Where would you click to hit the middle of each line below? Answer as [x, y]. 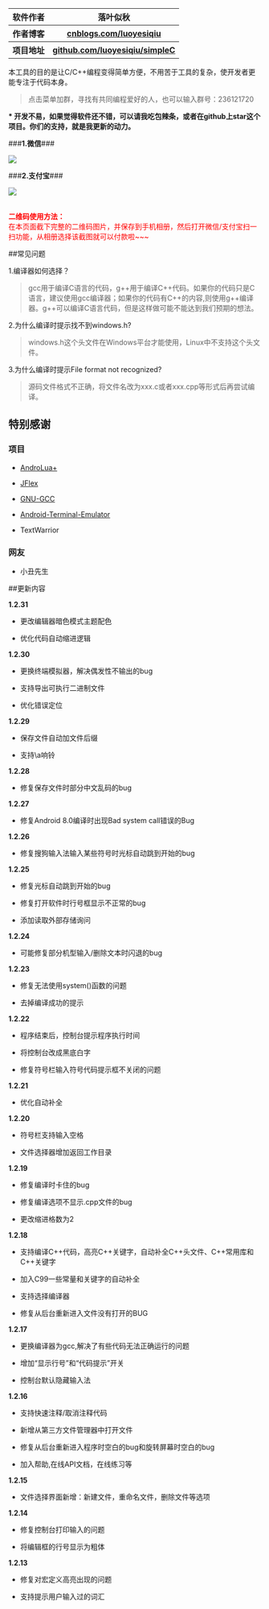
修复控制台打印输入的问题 [62, 1529]
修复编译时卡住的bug [55, 1185]
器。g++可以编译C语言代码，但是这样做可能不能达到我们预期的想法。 [143, 308]
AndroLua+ [39, 467]
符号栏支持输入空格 [52, 1135]
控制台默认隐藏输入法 [55, 1379]
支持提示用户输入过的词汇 [62, 1596]
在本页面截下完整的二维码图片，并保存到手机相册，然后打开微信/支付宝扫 [129, 226]
